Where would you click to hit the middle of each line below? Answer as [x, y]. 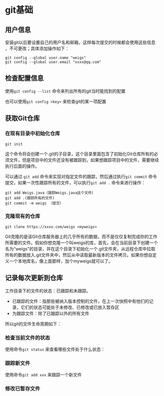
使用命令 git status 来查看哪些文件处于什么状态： [55, 349]
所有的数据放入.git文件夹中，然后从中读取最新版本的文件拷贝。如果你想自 [79, 255]
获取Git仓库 [22, 118]
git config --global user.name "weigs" [46, 58]
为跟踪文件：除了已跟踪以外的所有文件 [51, 313]
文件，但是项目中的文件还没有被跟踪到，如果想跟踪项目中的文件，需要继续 [84, 160]
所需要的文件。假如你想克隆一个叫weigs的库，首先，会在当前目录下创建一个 [82, 243]
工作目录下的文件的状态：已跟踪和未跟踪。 [48, 291]
